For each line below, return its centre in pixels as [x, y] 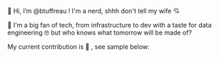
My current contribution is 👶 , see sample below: [78, 47]
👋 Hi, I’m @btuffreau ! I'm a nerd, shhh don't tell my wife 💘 [93, 11]
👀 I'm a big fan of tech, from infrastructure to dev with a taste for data [109, 25]
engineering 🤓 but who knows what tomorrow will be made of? [100, 33]
